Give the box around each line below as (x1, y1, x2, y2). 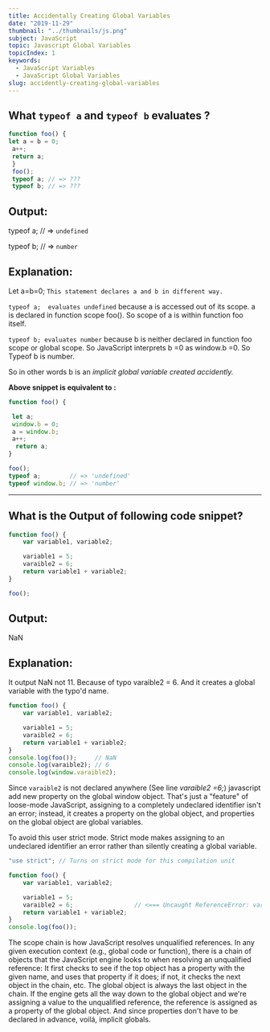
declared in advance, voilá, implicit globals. (8, 1014, 151, 1025)
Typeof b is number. (8, 351, 75, 361)
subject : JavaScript (8, 34, 78, 43)
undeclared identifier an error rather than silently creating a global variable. (8, 842, 257, 851)
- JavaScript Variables (15, 64, 95, 72)
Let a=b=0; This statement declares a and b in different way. (8, 286, 223, 296)
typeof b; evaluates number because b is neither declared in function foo (8, 334, 253, 344)
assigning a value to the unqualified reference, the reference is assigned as (8, 997, 258, 1007)
